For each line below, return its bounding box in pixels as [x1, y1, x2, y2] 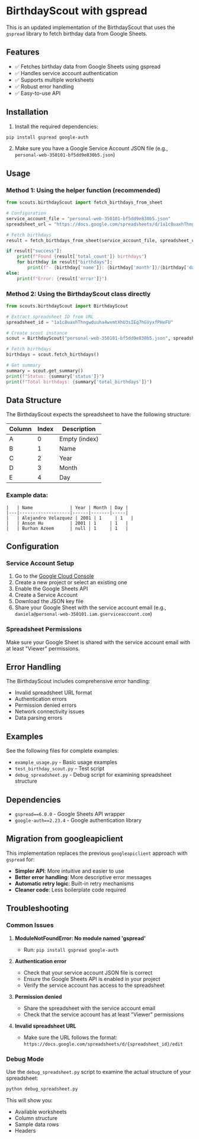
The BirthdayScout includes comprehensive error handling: [6, 678, 150, 685]
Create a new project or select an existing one [14, 579, 127, 586]
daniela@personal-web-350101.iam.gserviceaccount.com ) [14, 610, 153, 617]
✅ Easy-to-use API [14, 89, 61, 96]
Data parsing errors [14, 715, 63, 722]
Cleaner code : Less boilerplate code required [14, 886, 126, 893]
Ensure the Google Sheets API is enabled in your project [23, 975, 161, 982]
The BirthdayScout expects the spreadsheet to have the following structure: [6, 411, 191, 418]
